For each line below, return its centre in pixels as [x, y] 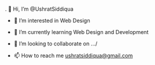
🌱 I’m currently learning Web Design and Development [81, 32]
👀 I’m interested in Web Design [52, 21]
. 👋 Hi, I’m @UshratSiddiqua [40, 9]
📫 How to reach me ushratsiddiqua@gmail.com [73, 55]
